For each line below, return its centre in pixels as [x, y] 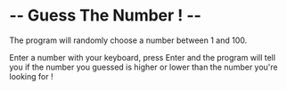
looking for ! [31, 76]
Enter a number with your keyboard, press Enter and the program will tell [143, 57]
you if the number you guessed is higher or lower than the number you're [143, 67]
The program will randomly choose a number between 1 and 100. [128, 40]
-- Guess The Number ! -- [106, 16]
